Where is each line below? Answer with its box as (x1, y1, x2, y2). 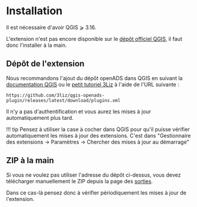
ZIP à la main (6, 155, 55, 165)
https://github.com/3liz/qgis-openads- (6, 92, 105, 98)
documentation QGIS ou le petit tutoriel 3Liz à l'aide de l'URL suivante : (6, 81, 180, 88)
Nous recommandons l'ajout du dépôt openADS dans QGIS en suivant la (6, 74, 183, 81)
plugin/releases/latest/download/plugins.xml (6, 97, 120, 103)
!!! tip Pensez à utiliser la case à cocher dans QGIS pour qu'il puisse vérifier (6, 126, 190, 133)
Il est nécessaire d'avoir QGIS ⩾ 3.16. (6, 24, 97, 31)
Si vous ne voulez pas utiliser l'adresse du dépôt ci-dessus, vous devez (6, 171, 181, 179)
